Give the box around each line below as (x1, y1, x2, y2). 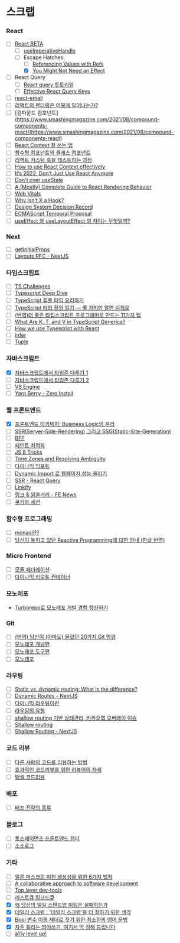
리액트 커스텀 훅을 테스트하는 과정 (14, 157, 93, 164)
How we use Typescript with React (14, 325, 100, 332)
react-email (14, 94, 43, 101)
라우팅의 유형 (14, 707, 45, 714)
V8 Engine (14, 383, 40, 390)
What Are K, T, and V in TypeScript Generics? (14, 318, 126, 325)
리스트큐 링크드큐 (14, 893, 55, 901)
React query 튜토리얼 (23, 81, 74, 88)
